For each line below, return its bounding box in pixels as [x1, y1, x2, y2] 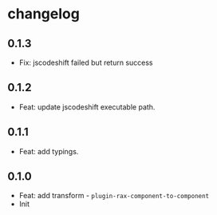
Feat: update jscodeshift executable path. [18, 102, 156, 112]
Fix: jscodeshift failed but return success [18, 58, 153, 67]
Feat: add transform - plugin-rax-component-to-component [18, 191, 210, 201]
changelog [7, 5, 81, 23]
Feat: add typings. [18, 146, 79, 156]
